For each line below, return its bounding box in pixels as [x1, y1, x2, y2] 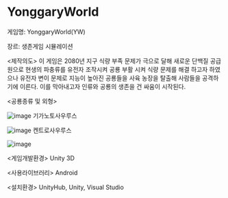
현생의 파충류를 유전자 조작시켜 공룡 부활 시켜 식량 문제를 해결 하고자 [25, 65, 208, 73]
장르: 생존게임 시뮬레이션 [7, 42, 73, 50]
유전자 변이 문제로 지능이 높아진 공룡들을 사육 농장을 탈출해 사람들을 [19, 73, 201, 82]
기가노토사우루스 [33, 111, 77, 120]
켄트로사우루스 [33, 126, 72, 134]
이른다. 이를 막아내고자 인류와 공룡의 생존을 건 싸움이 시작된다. [19, 82, 186, 90]
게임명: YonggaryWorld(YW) [7, 27, 86, 36]
